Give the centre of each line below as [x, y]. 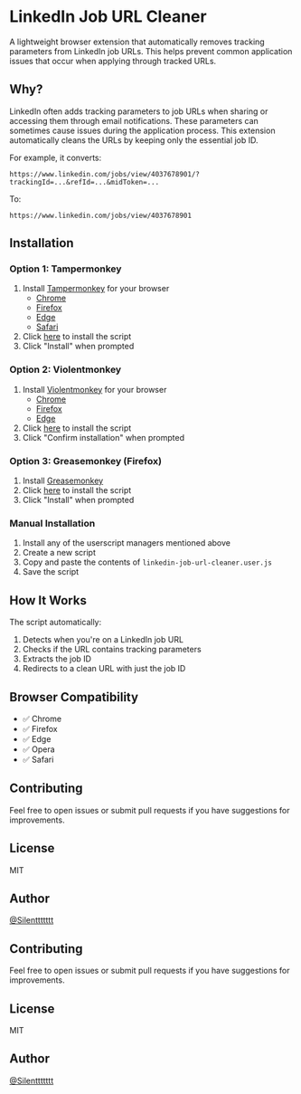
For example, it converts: [56, 157]
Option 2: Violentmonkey [66, 370]
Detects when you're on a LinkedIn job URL [103, 640]
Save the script [51, 572]
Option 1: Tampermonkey [66, 269]
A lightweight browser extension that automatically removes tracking [137, 42]
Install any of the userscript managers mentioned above [126, 543]
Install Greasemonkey [63, 480]
